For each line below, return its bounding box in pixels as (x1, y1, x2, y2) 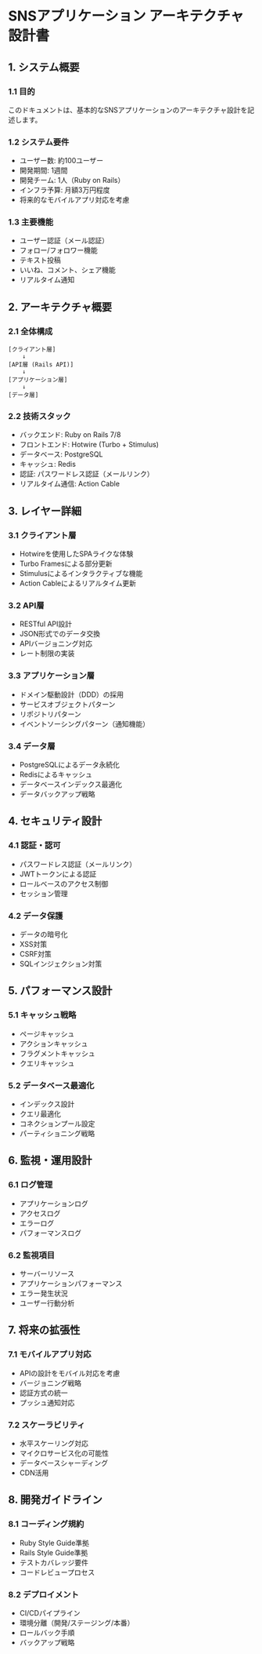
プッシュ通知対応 (19, 1397, 75, 1407)
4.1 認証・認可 (8, 840, 61, 851)
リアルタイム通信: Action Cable (19, 479, 120, 489)
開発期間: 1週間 (19, 166, 68, 175)
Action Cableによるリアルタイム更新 (19, 578, 137, 588)
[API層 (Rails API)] (8, 361, 74, 369)
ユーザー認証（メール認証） (19, 236, 109, 246)
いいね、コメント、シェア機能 (19, 265, 116, 275)
